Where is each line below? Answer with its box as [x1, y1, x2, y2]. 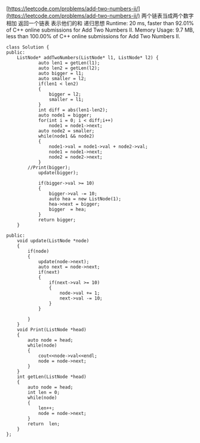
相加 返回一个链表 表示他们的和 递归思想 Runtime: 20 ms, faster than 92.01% [6, 20, 194, 26]
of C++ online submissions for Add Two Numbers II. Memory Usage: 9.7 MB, [6, 26, 195, 33]
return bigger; [38, 217, 76, 223]
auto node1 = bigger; [38, 112, 93, 118]
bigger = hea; [48, 206, 87, 212]
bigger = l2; [48, 91, 82, 97]
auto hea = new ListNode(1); [48, 196, 121, 202]
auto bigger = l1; [38, 71, 84, 77]
